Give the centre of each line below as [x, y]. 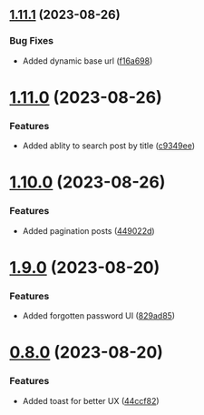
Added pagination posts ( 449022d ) [89, 230]
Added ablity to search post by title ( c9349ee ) [109, 146]
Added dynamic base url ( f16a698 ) [87, 61]
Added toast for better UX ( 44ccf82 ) [91, 400]
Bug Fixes [32, 41]
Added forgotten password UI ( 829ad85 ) [98, 316]
